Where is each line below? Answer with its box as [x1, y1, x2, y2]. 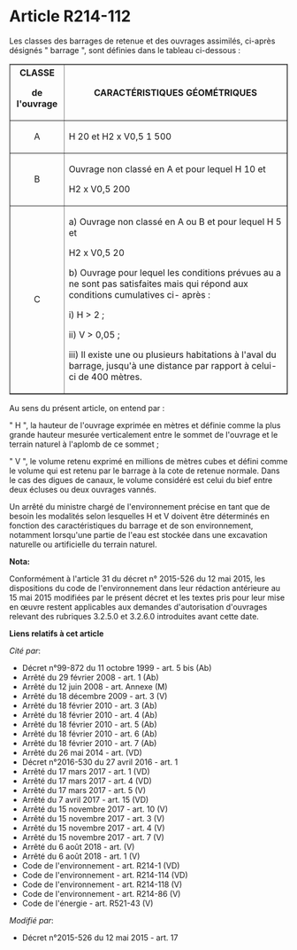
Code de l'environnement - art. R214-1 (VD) [21, 860, 180, 870]
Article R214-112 [9, 6, 131, 27]
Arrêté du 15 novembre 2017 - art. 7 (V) [21, 831, 165, 843]
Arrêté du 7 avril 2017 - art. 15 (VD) [21, 794, 149, 805]
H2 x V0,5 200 [68, 183, 131, 195]
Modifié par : [9, 915, 55, 925]
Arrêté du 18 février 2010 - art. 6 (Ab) [21, 728, 157, 739]
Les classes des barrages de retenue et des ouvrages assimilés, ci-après [9, 35, 276, 46]
